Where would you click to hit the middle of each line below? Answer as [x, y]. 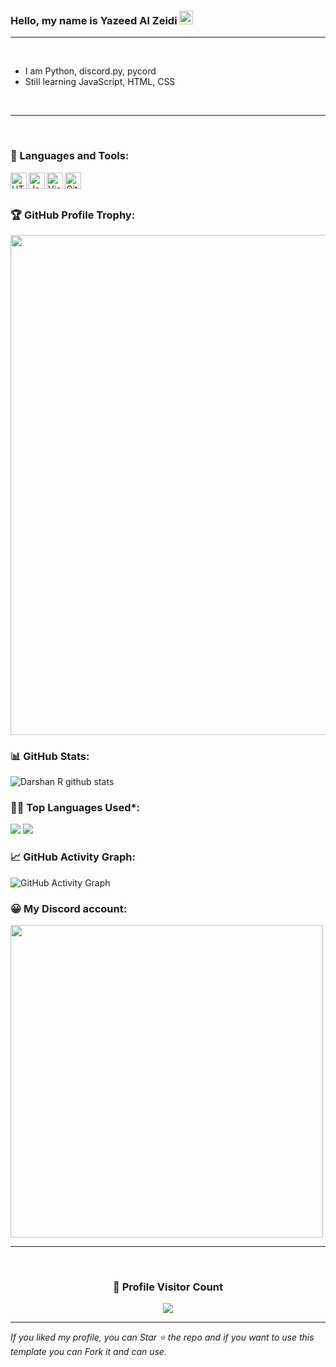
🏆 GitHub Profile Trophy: [73, 215]
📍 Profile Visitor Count [168, 1287]
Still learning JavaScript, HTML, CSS [100, 82]
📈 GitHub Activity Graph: [73, 857]
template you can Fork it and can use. [88, 1352]
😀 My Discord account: [69, 908]
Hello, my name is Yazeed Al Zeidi [94, 20]
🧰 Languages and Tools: [70, 156]
